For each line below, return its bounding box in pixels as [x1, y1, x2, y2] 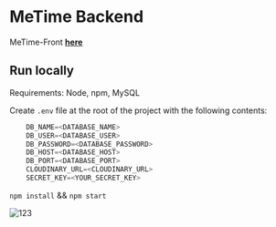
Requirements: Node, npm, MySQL [9, 87, 140, 98]
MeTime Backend [9, 6, 144, 27]
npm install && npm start [9, 190, 107, 201]
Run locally [9, 63, 75, 78]
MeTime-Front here [9, 36, 83, 47]
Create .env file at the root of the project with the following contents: [9, 105, 268, 116]
